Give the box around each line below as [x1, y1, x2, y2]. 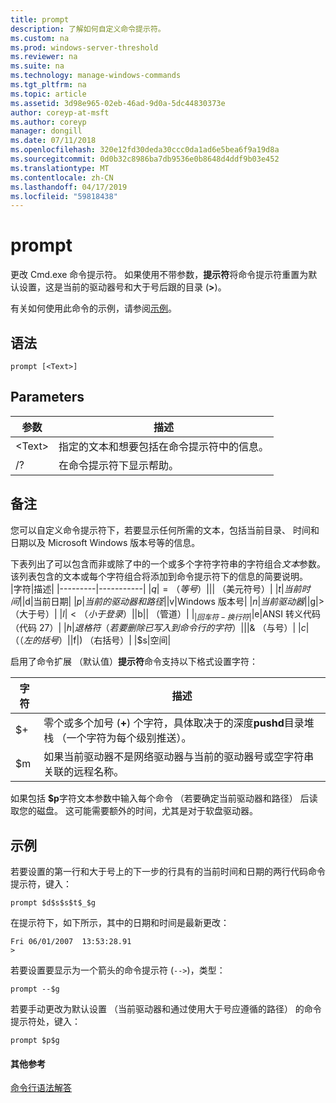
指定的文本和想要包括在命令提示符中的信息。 [58, 439, 270, 453]
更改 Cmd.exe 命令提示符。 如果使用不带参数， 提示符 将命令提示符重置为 [10, 269, 309, 281]
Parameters [10, 389, 85, 406]
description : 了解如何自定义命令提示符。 [10, 24, 166, 34]
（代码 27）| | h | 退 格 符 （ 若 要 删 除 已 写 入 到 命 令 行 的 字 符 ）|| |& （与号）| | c [10, 622, 307, 634]
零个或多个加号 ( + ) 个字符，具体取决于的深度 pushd [43, 716, 285, 730]
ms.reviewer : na [10, 52, 78, 62]
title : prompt [10, 14, 70, 25]
